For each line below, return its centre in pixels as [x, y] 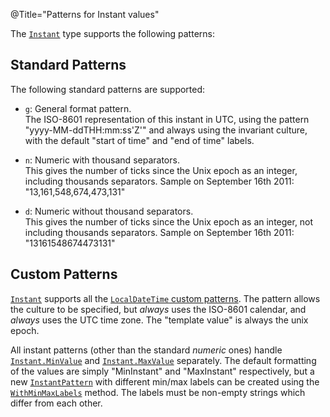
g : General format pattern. [78, 108]
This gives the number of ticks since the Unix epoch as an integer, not [169, 221]
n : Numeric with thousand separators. [102, 160]
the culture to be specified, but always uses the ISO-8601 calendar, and [158, 309]
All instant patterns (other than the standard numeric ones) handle [146, 350]
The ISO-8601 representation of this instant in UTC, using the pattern [167, 119]
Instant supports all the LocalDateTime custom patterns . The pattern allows [165, 298]
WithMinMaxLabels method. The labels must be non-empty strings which [158, 392]
